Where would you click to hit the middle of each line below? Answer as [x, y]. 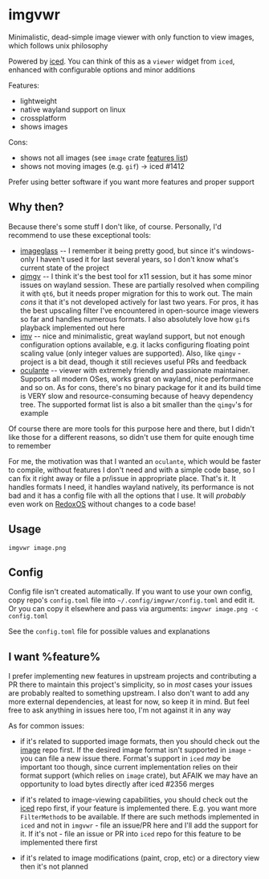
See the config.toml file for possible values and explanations [109, 631]
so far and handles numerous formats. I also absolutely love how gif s [135, 318]
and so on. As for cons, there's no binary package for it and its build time [141, 387]
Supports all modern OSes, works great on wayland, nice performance [137, 379]
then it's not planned [54, 867]
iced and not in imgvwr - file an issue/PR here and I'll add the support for [139, 825]
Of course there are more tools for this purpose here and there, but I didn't [131, 429]
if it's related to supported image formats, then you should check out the [140, 741]
